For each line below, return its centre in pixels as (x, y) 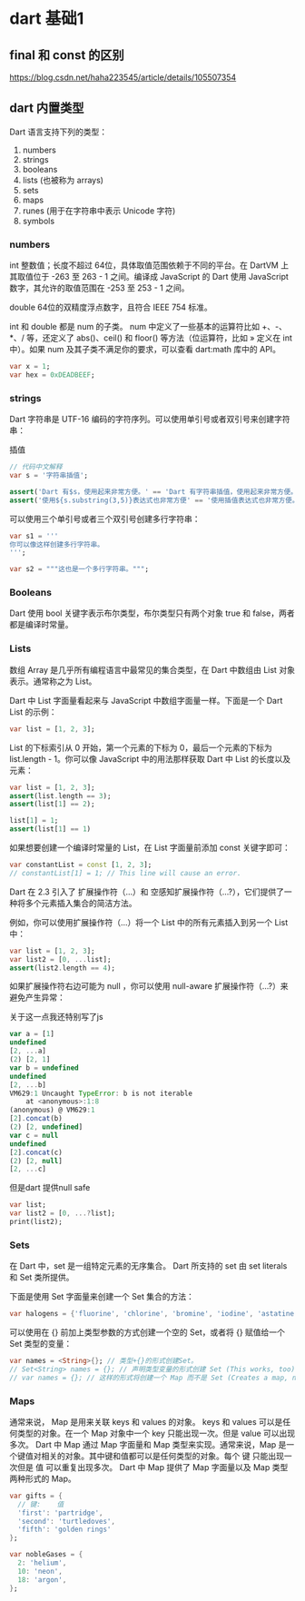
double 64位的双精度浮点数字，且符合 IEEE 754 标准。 (111, 307)
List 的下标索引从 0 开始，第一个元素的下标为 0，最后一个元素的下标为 (141, 747)
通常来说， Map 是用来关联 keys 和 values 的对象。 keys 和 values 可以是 (146, 1421)
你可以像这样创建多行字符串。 (57, 544)
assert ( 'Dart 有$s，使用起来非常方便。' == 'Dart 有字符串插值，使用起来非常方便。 (153, 491)
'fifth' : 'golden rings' (64, 1530)
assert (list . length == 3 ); (60, 796)
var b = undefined (44, 1068)
